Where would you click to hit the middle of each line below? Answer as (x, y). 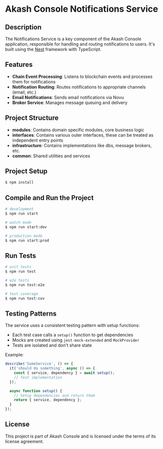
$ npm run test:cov (25, 298)
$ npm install (20, 182)
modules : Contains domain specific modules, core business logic (78, 130)
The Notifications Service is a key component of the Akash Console (73, 39)
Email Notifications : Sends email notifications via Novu (68, 97)
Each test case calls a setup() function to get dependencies (73, 335)
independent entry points (38, 140)
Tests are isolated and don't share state (52, 345)
